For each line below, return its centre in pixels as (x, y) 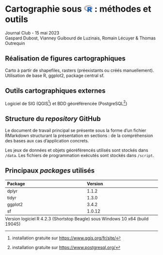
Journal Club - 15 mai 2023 (32, 33)
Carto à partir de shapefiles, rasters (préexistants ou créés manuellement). (80, 70)
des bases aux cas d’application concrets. (47, 141)
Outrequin (15, 43)
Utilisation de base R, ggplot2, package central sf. (55, 75)
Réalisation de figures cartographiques (65, 59)
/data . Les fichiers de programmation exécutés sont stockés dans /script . (80, 156)
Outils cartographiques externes (55, 91)
